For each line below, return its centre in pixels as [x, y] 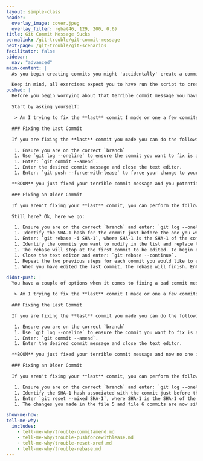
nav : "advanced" [32, 62]
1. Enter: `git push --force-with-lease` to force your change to [100, 173]
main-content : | [27, 68]
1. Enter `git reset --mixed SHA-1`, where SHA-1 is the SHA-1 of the [105, 398]
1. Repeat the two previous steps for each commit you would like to [104, 261]
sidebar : [17, 57]
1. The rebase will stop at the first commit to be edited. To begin [104, 250]
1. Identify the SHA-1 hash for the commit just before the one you [102, 233]
